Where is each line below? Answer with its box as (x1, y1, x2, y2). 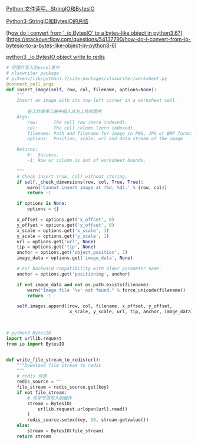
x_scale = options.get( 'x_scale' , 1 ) (16, 227, 110, 234)
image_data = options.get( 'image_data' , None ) (16, 255, 133, 261)
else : (16, 423, 31, 429)
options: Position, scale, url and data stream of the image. (27, 136, 186, 142)
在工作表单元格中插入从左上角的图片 (27, 108, 102, 114)
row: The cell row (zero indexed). (27, 120, 128, 125)
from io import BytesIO (6, 341, 65, 347)
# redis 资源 (16, 373, 47, 379)
